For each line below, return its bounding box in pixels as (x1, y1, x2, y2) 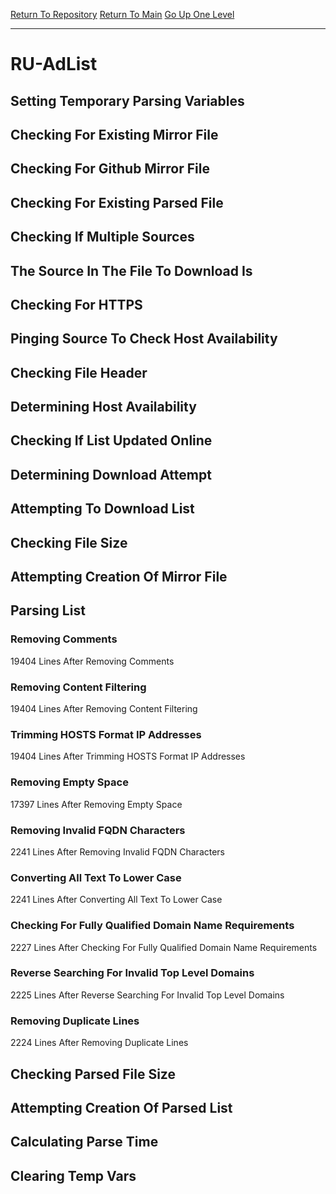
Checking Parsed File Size (10, 1065, 176, 1083)
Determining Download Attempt (10, 466, 212, 483)
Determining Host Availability (10, 399, 197, 416)
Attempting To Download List (10, 500, 195, 518)
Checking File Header (10, 364, 148, 381)
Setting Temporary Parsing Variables (10, 92, 245, 109)
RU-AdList (10, 53, 98, 76)
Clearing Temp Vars (10, 1167, 137, 1184)
